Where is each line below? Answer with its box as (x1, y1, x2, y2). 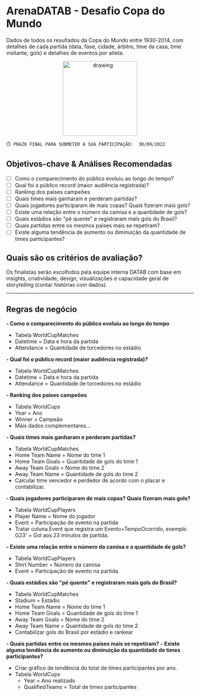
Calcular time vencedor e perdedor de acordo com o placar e (14, 477, 165, 484)
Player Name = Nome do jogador (14, 512, 96, 519)
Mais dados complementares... (14, 422, 91, 429)
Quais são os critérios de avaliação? (6, 252, 143, 263)
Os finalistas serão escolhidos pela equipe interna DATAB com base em (6, 268, 182, 276)
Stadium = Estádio (14, 596, 60, 604)
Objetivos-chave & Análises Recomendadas (6, 159, 173, 169)
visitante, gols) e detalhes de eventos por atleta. (6, 49, 124, 56)
